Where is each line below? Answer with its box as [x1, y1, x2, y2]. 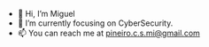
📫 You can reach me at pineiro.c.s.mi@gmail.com [17, 27, 201, 38]
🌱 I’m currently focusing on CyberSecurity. [17, 18, 174, 28]
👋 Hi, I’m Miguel [17, 9, 75, 19]
